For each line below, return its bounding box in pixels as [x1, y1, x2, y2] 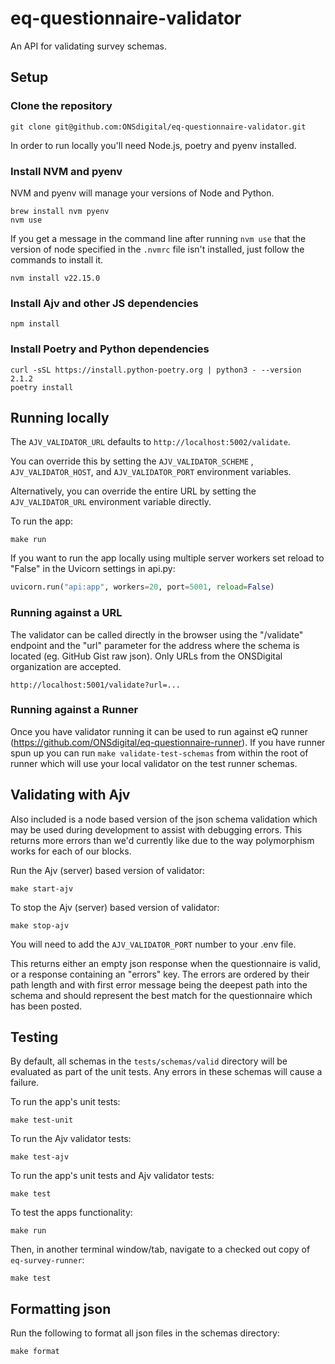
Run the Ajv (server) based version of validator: [10, 864, 206, 876]
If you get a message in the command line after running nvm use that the [10, 232, 307, 244]
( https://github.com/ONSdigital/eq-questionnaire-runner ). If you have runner [10, 736, 326, 748]
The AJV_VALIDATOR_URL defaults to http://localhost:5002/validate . [10, 436, 291, 448]
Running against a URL [10, 606, 123, 620]
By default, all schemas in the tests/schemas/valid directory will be [10, 1055, 288, 1067]
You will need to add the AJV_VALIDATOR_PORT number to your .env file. [10, 938, 297, 950]
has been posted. [10, 1000, 83, 1012]
